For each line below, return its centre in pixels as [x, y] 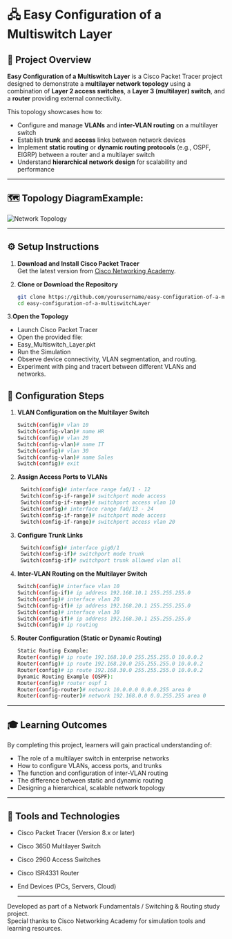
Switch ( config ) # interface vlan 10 [68, 587]
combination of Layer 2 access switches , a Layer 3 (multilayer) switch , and [116, 91]
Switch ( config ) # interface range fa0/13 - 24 [87, 509]
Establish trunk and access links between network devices [101, 140]
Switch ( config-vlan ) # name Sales [65, 457]
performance [36, 169]
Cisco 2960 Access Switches [59, 859]
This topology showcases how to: [55, 112]
